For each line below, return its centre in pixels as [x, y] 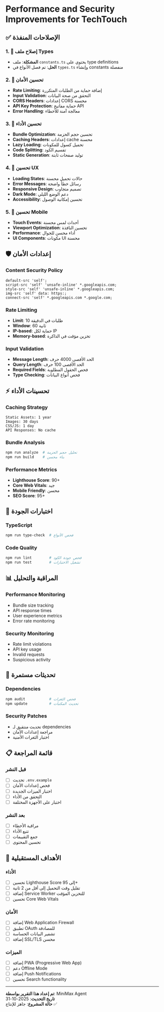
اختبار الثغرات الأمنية [31, 737]
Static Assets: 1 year [28, 418]
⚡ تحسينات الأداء [27, 391]
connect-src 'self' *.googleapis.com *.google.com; [59, 297]
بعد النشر [15, 815]
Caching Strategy [27, 407]
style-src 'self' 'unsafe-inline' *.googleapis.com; [60, 289]
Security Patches [26, 716]
